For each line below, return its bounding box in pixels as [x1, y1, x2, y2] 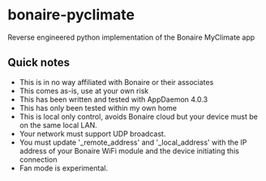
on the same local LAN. [19, 120, 98, 130]
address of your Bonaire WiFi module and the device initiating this [19, 145, 240, 155]
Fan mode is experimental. [19, 163, 109, 173]
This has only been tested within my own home [19, 103, 178, 112]
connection [19, 154, 58, 164]
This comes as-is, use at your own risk [19, 86, 149, 95]
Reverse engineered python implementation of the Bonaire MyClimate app [7, 32, 255, 42]
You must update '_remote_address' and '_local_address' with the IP [19, 137, 247, 147]
